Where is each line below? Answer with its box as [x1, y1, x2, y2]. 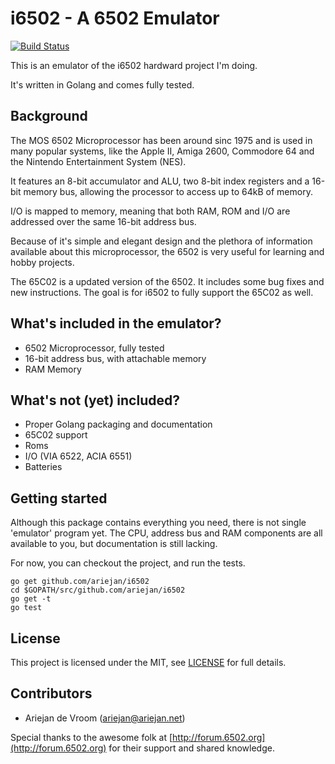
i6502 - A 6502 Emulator [10, 7, 220, 30]
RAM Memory [24, 363, 82, 375]
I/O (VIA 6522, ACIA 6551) [24, 450, 133, 462]
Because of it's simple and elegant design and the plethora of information [10, 235, 313, 247]
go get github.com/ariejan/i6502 [10, 577, 150, 587]
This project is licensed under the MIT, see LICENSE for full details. [10, 657, 287, 668]
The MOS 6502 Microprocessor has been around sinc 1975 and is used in [10, 134, 313, 146]
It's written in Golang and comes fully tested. [10, 78, 195, 91]
